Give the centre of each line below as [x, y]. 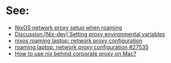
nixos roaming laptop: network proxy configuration [78, 40]
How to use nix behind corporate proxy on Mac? [75, 53]
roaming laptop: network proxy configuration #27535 [82, 47]
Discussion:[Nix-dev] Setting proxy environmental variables [90, 34]
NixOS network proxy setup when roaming [68, 28]
